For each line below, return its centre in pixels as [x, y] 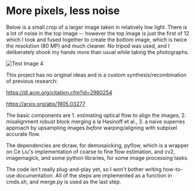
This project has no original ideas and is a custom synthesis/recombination [96, 75]
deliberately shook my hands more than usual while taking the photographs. [97, 52]
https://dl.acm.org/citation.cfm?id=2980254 [59, 92]
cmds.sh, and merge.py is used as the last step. [64, 182]
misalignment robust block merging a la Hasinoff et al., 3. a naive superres [96, 121]
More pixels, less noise [63, 11]
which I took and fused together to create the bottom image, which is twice [97, 39]
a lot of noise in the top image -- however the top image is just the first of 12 [97, 33]
